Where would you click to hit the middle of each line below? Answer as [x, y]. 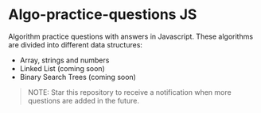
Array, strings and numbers [64, 60]
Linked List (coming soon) [62, 68]
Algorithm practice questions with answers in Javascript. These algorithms [130, 36]
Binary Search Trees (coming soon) [78, 77]
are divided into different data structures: [76, 44]
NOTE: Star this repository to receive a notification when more [130, 92]
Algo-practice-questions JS [103, 15]
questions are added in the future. [83, 100]
